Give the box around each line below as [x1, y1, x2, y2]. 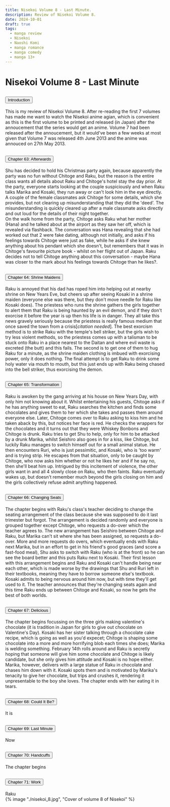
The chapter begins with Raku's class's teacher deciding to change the [5, 506, 153, 512]
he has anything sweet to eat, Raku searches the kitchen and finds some [5, 404, 157, 410]
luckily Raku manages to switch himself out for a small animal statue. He [5, 441, 156, 448]
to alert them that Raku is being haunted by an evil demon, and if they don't [5, 307, 162, 313]
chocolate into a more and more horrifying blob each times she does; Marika [5, 641, 165, 647]
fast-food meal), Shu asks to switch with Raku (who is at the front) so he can [5, 549, 165, 555]
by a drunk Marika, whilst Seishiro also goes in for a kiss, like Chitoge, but [5, 436, 159, 442]
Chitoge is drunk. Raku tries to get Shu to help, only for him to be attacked [5, 431, 160, 437]
